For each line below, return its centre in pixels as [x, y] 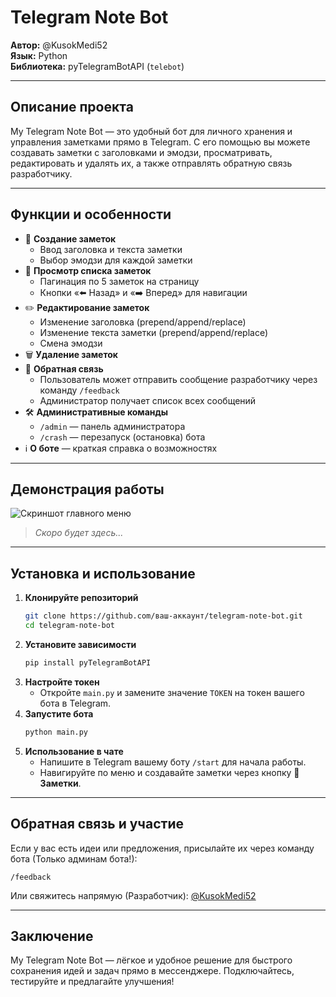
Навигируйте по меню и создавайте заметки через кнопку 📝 [169, 772]
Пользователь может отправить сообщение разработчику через [178, 379]
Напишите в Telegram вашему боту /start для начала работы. [173, 762]
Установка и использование [103, 573]
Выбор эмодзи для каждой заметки [116, 260]
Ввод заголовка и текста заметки [111, 249]
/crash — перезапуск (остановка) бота [122, 437]
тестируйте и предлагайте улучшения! [92, 982]
